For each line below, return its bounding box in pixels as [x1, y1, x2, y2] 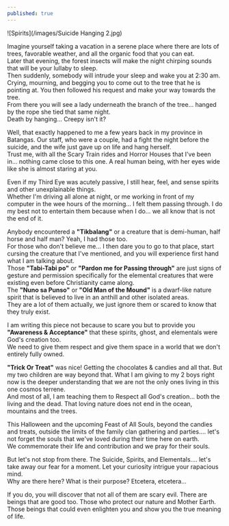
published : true [7, 10, 53, 17]
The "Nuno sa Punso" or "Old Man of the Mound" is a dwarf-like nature [7, 286, 212, 294]
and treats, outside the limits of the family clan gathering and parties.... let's [7, 427, 220, 436]
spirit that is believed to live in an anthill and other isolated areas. [7, 292, 189, 301]
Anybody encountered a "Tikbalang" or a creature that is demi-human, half [7, 227, 221, 236]
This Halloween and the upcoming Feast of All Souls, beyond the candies [7, 420, 213, 428]
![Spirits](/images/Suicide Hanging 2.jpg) [7, 29, 122, 37]
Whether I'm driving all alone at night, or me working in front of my [7, 192, 195, 201]
